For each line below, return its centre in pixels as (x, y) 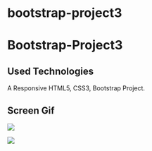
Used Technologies (50, 71)
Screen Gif (31, 110)
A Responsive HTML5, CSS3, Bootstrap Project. (76, 88)
